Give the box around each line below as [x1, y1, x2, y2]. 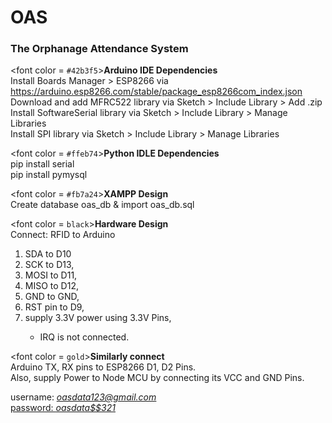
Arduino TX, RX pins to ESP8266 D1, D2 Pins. [10, 361, 197, 373]
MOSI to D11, [24, 269, 78, 281]
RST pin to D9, [24, 301, 85, 313]
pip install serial [10, 158, 75, 170]
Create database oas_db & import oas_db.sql [10, 199, 195, 211]
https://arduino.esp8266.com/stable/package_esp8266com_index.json [10, 86, 303, 98]
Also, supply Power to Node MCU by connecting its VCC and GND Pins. [10, 372, 305, 384]
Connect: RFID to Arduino [10, 229, 116, 241]
